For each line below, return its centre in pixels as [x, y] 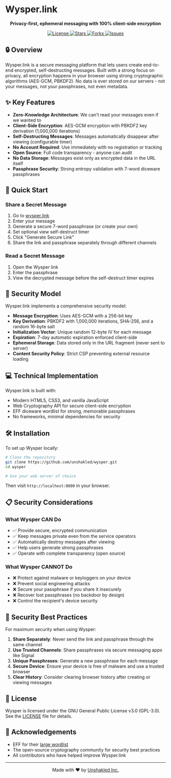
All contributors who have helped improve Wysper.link [69, 755]
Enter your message [34, 221]
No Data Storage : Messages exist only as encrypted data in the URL [84, 158]
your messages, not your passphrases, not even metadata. [67, 86]
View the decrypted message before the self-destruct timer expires [83, 278]
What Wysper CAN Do [33, 519]
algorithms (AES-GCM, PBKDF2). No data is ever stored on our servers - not [85, 81]
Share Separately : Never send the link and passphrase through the [83, 639]
